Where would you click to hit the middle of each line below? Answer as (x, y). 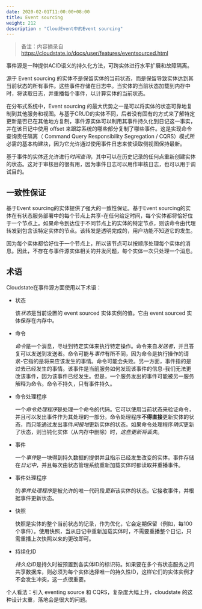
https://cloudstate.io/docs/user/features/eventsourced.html (94, 53)
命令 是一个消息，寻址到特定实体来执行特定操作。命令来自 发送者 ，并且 (102, 346)
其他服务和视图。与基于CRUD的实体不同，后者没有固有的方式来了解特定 (106, 114)
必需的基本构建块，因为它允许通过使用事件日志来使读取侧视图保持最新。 (96, 144)
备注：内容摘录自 (42, 46)
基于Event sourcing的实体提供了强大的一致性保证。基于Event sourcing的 (96, 208)
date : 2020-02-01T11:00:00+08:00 (48, 12)
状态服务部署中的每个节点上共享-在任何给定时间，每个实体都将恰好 (105, 216)
